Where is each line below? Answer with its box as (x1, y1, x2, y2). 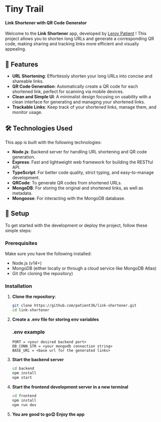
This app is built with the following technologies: (5, 140, 102, 146)
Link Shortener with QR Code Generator (5, 19, 87, 25)
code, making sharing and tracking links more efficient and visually (5, 41, 140, 47)
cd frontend (12, 393, 36, 399)
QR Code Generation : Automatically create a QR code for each (12, 84, 138, 90)
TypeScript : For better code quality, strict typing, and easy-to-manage (12, 169, 154, 176)
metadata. (12, 190, 33, 196)
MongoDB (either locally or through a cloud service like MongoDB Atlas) (12, 265, 157, 271)
